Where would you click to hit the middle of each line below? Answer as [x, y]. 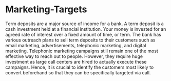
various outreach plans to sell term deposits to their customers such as [80, 40]
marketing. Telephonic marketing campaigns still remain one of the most [82, 51]
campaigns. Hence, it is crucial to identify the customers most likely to [80, 67]
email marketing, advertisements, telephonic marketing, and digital [76, 45]
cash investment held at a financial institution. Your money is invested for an [86, 29]
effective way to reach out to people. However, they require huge [74, 56]
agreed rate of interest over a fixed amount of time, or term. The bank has [83, 34]
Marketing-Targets [46, 9]
